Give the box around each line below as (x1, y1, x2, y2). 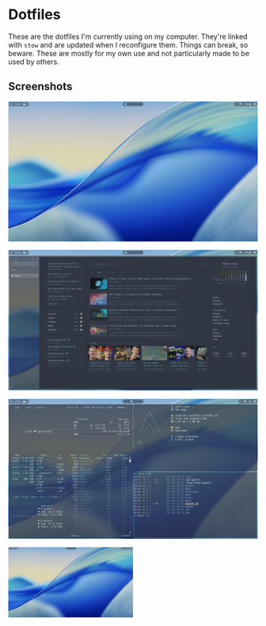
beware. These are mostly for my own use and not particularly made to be (8, 48, 250, 58)
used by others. (8, 57, 59, 66)
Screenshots (8, 80, 73, 93)
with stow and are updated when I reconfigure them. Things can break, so (8, 40, 249, 49)
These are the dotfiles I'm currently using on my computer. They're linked (8, 32, 248, 41)
